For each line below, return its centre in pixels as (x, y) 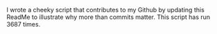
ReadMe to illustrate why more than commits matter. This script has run (108, 17)
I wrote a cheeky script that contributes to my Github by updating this (106, 10)
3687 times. (24, 24)
